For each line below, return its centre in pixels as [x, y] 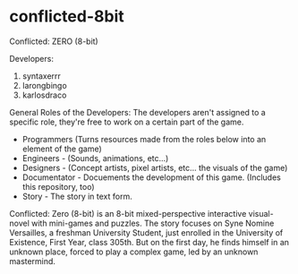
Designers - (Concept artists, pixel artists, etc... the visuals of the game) [155, 167]
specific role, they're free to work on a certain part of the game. [127, 122]
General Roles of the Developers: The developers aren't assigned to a [137, 112]
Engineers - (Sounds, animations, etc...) [95, 158]
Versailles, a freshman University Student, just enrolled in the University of [146, 232]
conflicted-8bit [67, 17]
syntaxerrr [41, 76]
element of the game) [62, 149]
